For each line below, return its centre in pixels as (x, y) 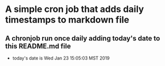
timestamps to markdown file (67, 20)
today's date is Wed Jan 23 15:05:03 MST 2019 (61, 58)
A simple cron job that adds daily (74, 9)
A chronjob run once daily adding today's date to (83, 38)
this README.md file (38, 46)
